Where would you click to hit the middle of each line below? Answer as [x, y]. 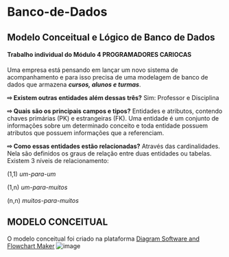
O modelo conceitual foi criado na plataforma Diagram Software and [104, 238]
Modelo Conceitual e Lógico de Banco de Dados [111, 37]
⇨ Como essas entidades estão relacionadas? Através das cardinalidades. [114, 146]
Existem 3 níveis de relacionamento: [58, 160]
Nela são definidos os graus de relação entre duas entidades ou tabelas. [109, 153]
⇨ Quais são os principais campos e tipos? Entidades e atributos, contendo [115, 111]
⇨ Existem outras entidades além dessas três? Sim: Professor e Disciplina [113, 97]
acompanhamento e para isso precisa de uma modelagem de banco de [108, 77]
